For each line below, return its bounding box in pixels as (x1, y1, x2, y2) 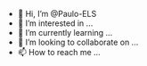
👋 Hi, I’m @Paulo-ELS (17, 9, 97, 19)
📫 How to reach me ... (17, 47, 101, 57)
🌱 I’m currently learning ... (17, 28, 113, 37)
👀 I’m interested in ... (17, 18, 94, 29)
